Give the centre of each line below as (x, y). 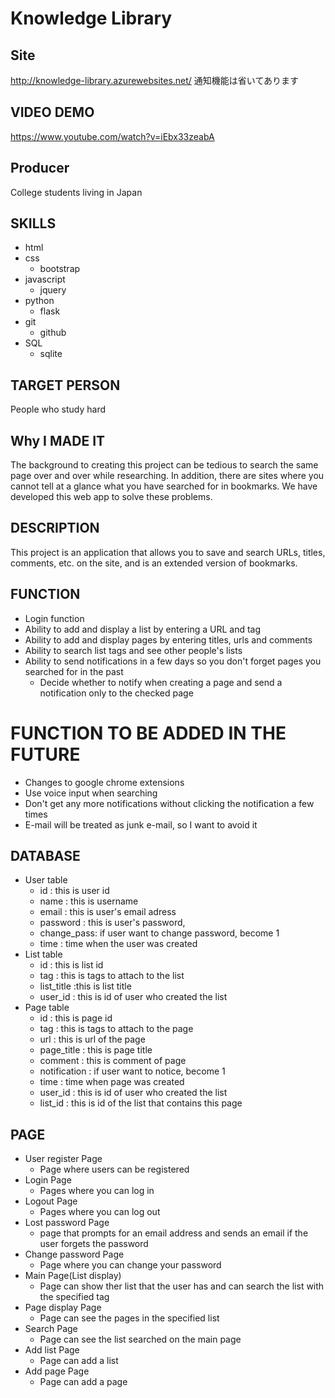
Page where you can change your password (130, 1265)
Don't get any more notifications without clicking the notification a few (169, 803)
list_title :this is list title (85, 986)
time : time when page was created (112, 1082)
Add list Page (52, 1350)
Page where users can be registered (114, 1169)
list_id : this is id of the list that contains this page (141, 1103)
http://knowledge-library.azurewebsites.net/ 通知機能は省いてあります (154, 80)
